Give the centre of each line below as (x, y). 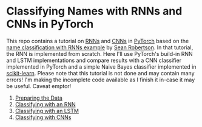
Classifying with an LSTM (47, 111)
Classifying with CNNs (43, 117)
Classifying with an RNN (45, 104)
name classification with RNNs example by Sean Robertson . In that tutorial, (100, 47)
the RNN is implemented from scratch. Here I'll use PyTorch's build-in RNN (99, 53)
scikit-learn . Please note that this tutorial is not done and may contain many (101, 73)
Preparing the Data (39, 98)
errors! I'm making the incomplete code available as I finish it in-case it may (101, 80)
